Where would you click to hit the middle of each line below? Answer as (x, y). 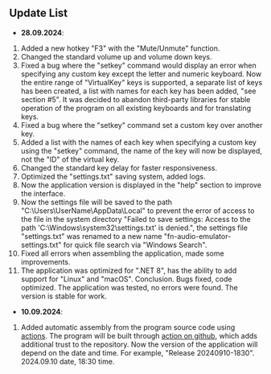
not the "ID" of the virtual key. (70, 159)
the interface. (43, 193)
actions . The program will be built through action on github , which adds (139, 335)
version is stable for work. (64, 296)
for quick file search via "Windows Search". (135, 245)
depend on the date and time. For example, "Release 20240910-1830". (138, 352)
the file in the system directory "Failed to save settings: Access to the (136, 219)
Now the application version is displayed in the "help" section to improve (141, 185)
